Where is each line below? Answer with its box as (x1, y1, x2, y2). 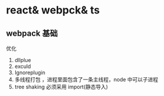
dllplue (14, 57, 31, 63)
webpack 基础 (6, 28, 58, 38)
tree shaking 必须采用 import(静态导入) (14, 83, 108, 90)
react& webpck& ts (6, 4, 100, 17)
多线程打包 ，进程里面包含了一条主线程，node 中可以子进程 (14, 76, 159, 83)
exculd (14, 63, 31, 70)
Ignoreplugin (14, 69, 46, 76)
